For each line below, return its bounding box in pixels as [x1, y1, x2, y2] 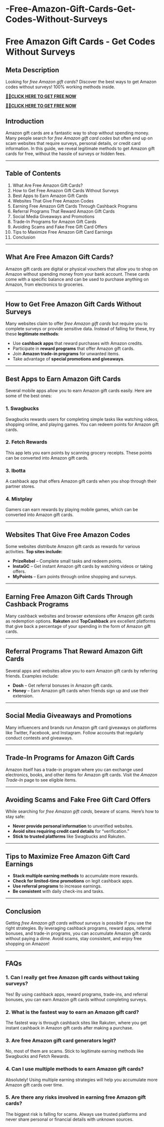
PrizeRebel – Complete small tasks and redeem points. [12, 558, 123, 564]
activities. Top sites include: [5, 549, 63, 555]
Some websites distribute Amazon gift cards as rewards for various [5, 543, 140, 549]
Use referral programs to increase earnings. [12, 883, 102, 889]
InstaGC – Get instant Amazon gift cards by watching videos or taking [12, 563, 153, 569]
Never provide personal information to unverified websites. [12, 823, 133, 829]
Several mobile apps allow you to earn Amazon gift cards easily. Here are [5, 388, 152, 394]
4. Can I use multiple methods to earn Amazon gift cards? [5, 1066, 144, 1072]
